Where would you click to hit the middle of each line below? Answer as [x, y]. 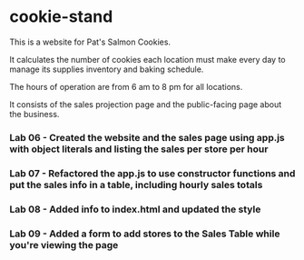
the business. [34, 114]
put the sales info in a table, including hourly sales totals [136, 185]
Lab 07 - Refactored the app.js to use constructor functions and [152, 173]
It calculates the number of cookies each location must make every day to [147, 59]
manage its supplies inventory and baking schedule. [107, 69]
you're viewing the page [64, 245]
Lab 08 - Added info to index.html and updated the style [135, 209]
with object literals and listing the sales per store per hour [139, 149]
